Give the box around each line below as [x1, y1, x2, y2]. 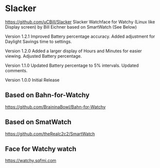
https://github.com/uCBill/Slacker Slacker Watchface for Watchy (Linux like [5, 19, 155, 25]
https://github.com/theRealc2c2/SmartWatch [5, 131, 95, 137]
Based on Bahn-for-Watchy [5, 91, 90, 99]
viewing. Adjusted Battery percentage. [5, 53, 82, 59]
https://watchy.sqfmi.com [5, 158, 57, 164]
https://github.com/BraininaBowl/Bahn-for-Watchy [5, 104, 106, 109]
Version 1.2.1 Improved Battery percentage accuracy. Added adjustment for [5, 33, 155, 39]
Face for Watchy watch [5, 145, 77, 153]
